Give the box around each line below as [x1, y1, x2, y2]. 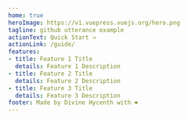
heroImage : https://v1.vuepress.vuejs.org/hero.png [8, 19, 180, 27]
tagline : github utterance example [8, 26, 125, 34]
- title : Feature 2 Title [8, 70, 92, 78]
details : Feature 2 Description [15, 77, 121, 85]
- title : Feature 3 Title [8, 84, 92, 92]
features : [8, 48, 41, 56]
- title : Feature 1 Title [8, 56, 92, 63]
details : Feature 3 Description [15, 92, 121, 99]
